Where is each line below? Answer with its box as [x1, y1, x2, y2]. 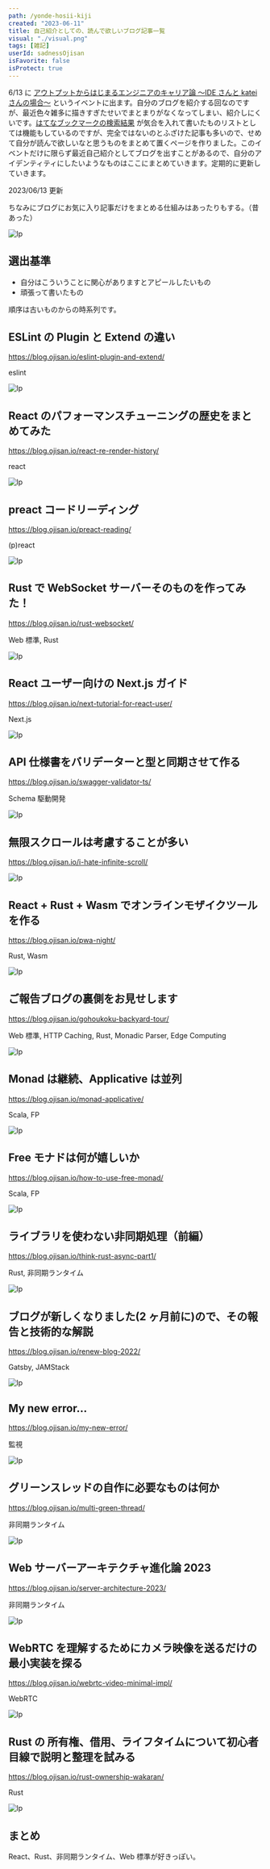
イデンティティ [8, 158, 58, 168]
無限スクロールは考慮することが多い [8, 835, 189, 849]
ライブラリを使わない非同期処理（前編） [8, 1229, 210, 1243]
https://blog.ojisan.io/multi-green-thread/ [8, 1502, 145, 1512]
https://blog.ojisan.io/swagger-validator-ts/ [8, 777, 152, 787]
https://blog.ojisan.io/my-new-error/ [8, 1423, 128, 1432]
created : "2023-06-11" [8, 19, 85, 27]
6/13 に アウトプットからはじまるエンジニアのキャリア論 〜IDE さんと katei [8, 87, 258, 97]
